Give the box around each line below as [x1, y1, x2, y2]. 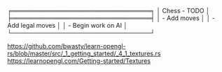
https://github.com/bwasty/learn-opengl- [7, 42, 126, 50]
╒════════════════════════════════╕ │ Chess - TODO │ [7, 7, 210, 15]
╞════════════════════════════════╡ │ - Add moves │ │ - [7, 14, 216, 22]
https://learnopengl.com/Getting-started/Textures [7, 57, 151, 65]
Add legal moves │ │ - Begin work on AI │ [7, 21, 128, 29]
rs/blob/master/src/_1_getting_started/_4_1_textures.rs [7, 49, 161, 57]
